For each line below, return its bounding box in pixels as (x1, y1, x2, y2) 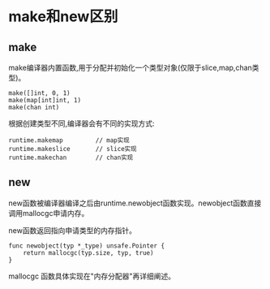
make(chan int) (8, 103, 60, 111)
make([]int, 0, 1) (8, 89, 71, 97)
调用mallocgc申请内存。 (8, 208, 89, 218)
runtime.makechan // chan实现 (8, 153, 134, 162)
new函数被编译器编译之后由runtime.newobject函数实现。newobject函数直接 (8, 198, 262, 208)
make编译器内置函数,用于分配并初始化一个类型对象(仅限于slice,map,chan (8, 63, 253, 72)
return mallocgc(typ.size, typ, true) (23, 248, 154, 257)
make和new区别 (8, 7, 118, 26)
